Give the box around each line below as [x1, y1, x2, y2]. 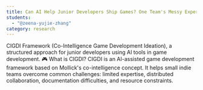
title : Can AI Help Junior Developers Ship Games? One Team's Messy [6, 8, 182, 15]
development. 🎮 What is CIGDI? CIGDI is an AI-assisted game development [6, 56, 195, 63]
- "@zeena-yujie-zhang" [11, 20, 71, 26]
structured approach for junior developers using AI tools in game [6, 49, 167, 56]
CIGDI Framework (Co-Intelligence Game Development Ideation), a [6, 42, 172, 50]
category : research [6, 25, 56, 32]
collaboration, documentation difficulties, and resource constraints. [6, 77, 173, 85]
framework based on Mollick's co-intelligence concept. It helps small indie [6, 64, 192, 71]
